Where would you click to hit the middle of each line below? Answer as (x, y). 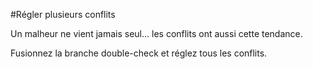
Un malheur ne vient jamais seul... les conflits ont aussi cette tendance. (156, 33)
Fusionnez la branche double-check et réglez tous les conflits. (139, 53)
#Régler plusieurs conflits (63, 14)
